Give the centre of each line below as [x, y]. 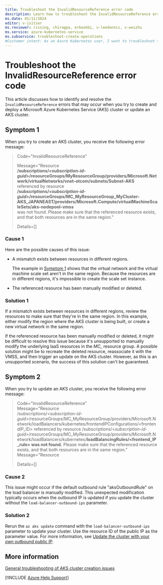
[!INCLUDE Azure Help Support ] [37, 578]
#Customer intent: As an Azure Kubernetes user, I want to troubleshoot [80, 41]
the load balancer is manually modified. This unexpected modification [75, 492]
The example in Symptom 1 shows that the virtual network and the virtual [85, 268]
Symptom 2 [23, 377]
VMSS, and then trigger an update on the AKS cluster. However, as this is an [81, 357]
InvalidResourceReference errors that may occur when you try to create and [81, 104]
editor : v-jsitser [24, 23]
